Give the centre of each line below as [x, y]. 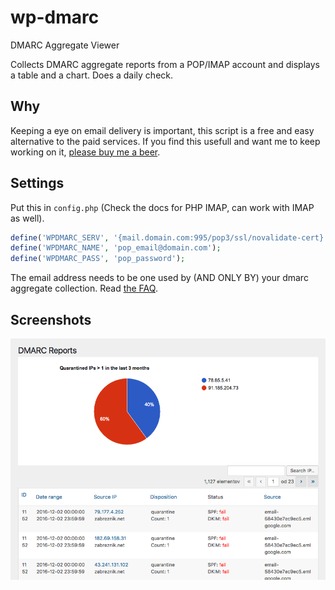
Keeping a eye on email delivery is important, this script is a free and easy [162, 130]
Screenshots [51, 319]
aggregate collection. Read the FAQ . [84, 288]
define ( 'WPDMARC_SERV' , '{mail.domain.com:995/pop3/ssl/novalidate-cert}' [169, 237]
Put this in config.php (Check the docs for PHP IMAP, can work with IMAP [162, 207]
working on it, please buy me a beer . [85, 152]
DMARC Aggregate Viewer [65, 45]
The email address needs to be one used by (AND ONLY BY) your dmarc [159, 278]
